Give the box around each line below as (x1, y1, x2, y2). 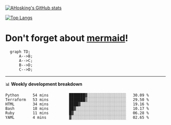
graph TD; (10, 49, 31, 54)
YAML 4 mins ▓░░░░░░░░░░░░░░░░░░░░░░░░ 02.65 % (5, 115, 149, 120)
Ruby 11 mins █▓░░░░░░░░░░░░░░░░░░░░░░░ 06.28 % (5, 110, 149, 115)
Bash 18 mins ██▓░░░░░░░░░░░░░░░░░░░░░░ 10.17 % (5, 106, 149, 111)
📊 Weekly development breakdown (5, 81, 82, 87)
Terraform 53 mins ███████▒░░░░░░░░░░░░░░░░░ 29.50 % (5, 97, 149, 102)
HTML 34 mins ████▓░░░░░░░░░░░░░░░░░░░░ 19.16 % (5, 102, 149, 107)
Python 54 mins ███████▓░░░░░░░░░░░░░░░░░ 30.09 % (5, 92, 149, 98)
